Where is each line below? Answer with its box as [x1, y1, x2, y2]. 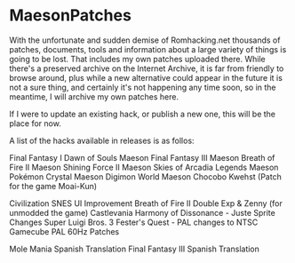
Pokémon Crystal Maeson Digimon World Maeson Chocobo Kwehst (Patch [9, 171, 282, 182]
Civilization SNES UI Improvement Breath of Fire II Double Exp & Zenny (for [9, 197, 283, 209]
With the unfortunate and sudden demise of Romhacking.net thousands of [9, 35, 281, 45]
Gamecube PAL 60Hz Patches [9, 226, 120, 236]
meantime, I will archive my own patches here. [9, 91, 179, 102]
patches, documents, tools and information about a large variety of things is [9, 44, 287, 54]
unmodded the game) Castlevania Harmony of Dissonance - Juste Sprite [9, 207, 275, 218]
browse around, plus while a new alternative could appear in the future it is [9, 72, 283, 83]
